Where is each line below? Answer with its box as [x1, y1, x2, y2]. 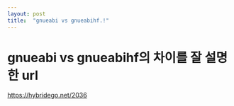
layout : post [7, 10, 46, 18]
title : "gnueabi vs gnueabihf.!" [7, 17, 110, 24]
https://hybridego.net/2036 [7, 91, 87, 100]
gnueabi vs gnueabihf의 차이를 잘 [7, 49, 202, 66]
